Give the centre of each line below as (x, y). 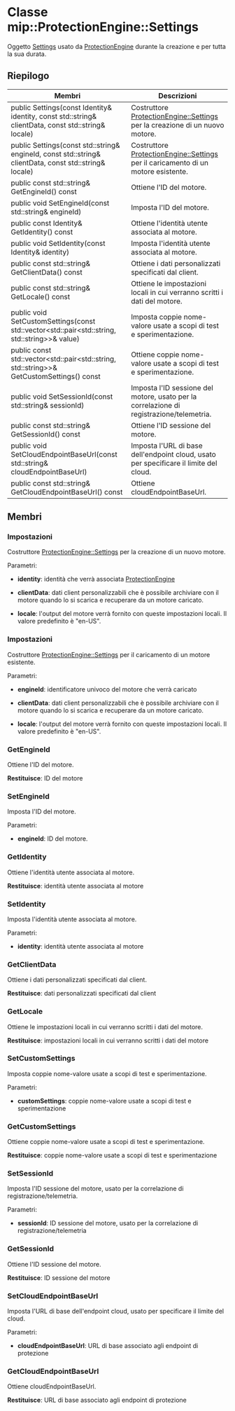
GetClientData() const (47, 272)
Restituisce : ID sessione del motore (59, 1278)
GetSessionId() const (45, 434)
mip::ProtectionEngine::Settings (103, 27)
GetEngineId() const (44, 191)
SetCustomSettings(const (53, 321)
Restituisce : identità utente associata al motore (76, 886)
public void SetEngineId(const (60, 202)
